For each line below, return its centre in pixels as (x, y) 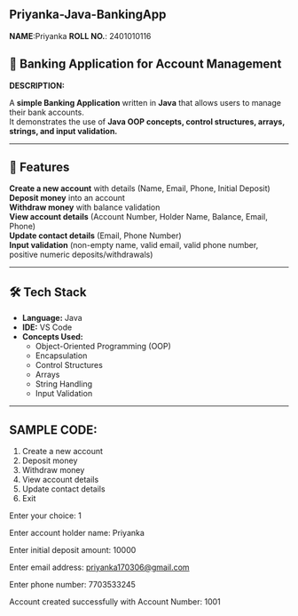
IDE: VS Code (47, 327)
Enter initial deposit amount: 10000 (73, 550)
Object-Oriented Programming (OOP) (103, 347)
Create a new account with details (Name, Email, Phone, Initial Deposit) (140, 188)
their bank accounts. (47, 112)
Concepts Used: (52, 337)
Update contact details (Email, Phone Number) (95, 236)
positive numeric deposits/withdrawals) (81, 255)
